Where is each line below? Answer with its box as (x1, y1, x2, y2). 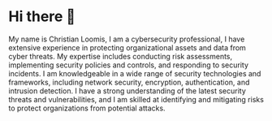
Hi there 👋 (8, 7, 76, 26)
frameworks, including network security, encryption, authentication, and (8, 77, 250, 87)
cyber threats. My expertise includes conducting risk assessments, (8, 51, 233, 61)
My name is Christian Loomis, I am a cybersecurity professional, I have (8, 34, 245, 44)
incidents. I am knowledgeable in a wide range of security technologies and (8, 68, 261, 78)
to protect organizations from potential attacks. (8, 103, 166, 113)
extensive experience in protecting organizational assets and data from (8, 42, 246, 52)
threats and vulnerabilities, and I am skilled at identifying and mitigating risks (8, 94, 264, 104)
